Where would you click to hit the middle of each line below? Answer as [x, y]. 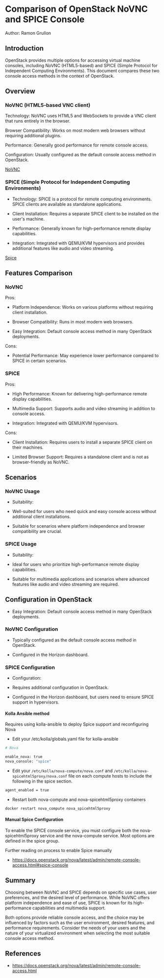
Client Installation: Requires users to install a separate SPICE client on [82, 442]
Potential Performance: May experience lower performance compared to [85, 356]
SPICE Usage [21, 544]
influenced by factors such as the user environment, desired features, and [80, 923]
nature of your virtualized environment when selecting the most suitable [78, 933]
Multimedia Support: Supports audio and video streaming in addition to [83, 408]
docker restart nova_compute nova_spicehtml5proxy [58, 808]
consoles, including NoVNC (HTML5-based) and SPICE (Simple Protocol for [81, 65]
